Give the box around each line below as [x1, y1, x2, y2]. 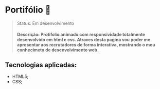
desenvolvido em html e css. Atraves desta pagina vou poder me [17, 36, 151, 43]
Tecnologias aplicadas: [5, 60, 77, 69]
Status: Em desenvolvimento [17, 20, 74, 26]
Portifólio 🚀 [5, 4, 51, 15]
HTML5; [12, 74, 29, 79]
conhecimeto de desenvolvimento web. [17, 47, 99, 53]
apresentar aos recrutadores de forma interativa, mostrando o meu [17, 42, 156, 47]
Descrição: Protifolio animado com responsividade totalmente [17, 31, 145, 37]
